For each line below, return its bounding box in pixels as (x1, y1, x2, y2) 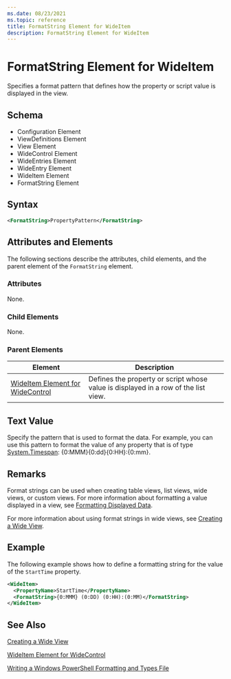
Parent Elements (7, 345, 63, 355)
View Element (16, 142, 56, 150)
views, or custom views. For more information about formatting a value (7, 494, 208, 502)
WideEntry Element (16, 164, 72, 173)
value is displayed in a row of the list (88, 383, 206, 393)
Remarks (7, 468, 47, 480)
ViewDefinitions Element (16, 135, 87, 143)
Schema (7, 109, 43, 121)
